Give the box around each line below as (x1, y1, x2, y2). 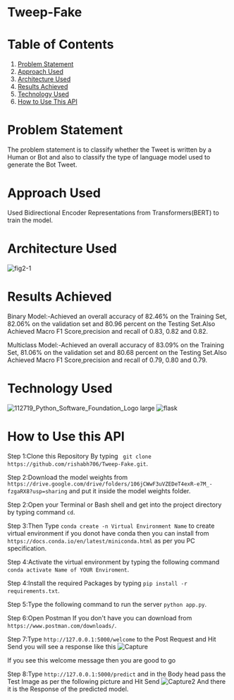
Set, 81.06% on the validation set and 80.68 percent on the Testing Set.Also (7, 348, 227, 356)
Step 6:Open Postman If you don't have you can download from (7, 613, 192, 622)
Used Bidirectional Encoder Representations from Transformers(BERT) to (7, 209, 220, 217)
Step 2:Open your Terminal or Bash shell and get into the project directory (7, 500, 222, 509)
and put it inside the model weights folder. (68, 486, 191, 495)
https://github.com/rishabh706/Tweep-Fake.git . (7, 459, 149, 468)
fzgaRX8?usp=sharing (7, 488, 68, 495)
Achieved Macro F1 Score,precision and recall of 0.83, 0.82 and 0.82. (7, 327, 209, 335)
